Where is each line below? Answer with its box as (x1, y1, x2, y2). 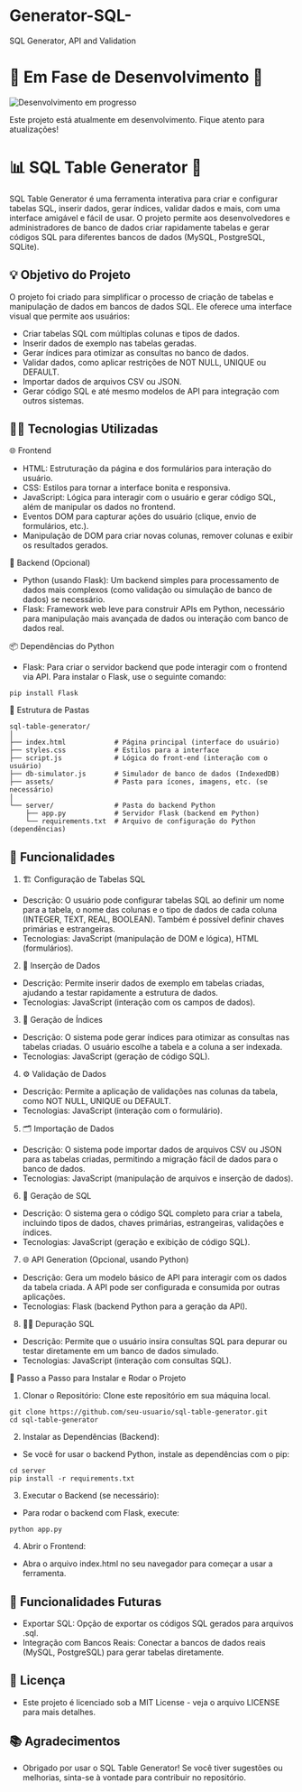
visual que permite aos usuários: (9, 311, 131, 321)
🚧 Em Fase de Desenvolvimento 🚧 (9, 67, 264, 88)
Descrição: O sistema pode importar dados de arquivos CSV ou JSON (22, 1144, 282, 1156)
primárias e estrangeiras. (22, 924, 115, 934)
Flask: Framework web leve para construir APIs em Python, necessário (22, 604, 286, 615)
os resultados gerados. (22, 540, 109, 551)
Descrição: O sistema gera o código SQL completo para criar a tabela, (22, 1208, 283, 1219)
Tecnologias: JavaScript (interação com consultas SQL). (22, 1355, 232, 1366)
